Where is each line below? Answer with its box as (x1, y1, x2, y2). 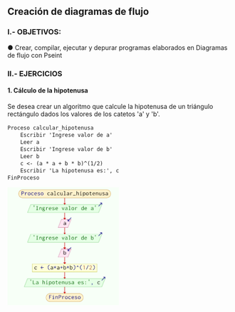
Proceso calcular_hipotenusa (7, 124, 94, 131)
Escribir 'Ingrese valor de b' (20, 145, 113, 152)
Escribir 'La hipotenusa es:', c (20, 167, 120, 174)
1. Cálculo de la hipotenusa (7, 86, 88, 95)
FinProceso (7, 174, 40, 181)
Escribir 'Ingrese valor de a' (20, 131, 113, 138)
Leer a (20, 138, 40, 145)
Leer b (20, 152, 40, 160)
